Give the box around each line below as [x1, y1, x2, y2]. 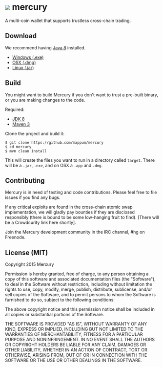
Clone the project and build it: [5, 130, 65, 136]
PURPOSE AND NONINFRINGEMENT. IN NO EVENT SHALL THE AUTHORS [5, 337, 155, 343]
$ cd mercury [5, 144, 32, 149]
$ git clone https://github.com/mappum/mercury [5, 140, 104, 145]
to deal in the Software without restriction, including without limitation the [5, 281, 152, 287]
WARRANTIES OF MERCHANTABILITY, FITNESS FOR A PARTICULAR [5, 331, 143, 337]
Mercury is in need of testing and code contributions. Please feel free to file [5, 190, 157, 195]
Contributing [5, 176, 45, 185]
